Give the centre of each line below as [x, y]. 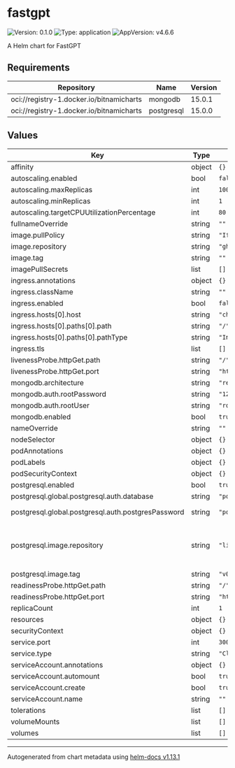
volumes [25, 733]
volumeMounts [35, 721]
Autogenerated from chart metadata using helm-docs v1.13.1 [94, 757]
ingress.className [42, 291]
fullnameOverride [40, 224]
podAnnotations [37, 451]
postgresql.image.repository [57, 545]
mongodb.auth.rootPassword [59, 394]
